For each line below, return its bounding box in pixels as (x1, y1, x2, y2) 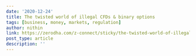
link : (6, 30, 19, 36)
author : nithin (6, 24, 43, 31)
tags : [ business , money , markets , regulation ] (6, 19, 121, 25)
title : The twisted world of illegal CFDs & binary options (6, 14, 156, 20)
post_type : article (6, 36, 54, 41)
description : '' (6, 41, 45, 47)
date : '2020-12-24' (6, 8, 54, 15)
